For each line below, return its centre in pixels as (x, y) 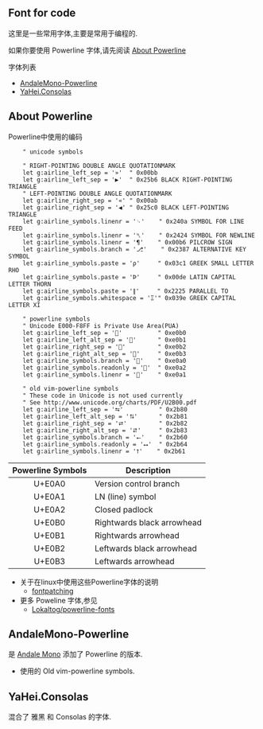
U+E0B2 (50, 548)
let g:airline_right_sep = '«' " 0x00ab (90, 201)
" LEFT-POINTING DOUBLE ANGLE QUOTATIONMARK (97, 193)
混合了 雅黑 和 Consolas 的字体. (60, 717)
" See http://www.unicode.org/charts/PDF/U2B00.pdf (110, 402)
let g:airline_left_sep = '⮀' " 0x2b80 (105, 409)
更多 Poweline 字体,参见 (58, 600)
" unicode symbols (53, 152)
